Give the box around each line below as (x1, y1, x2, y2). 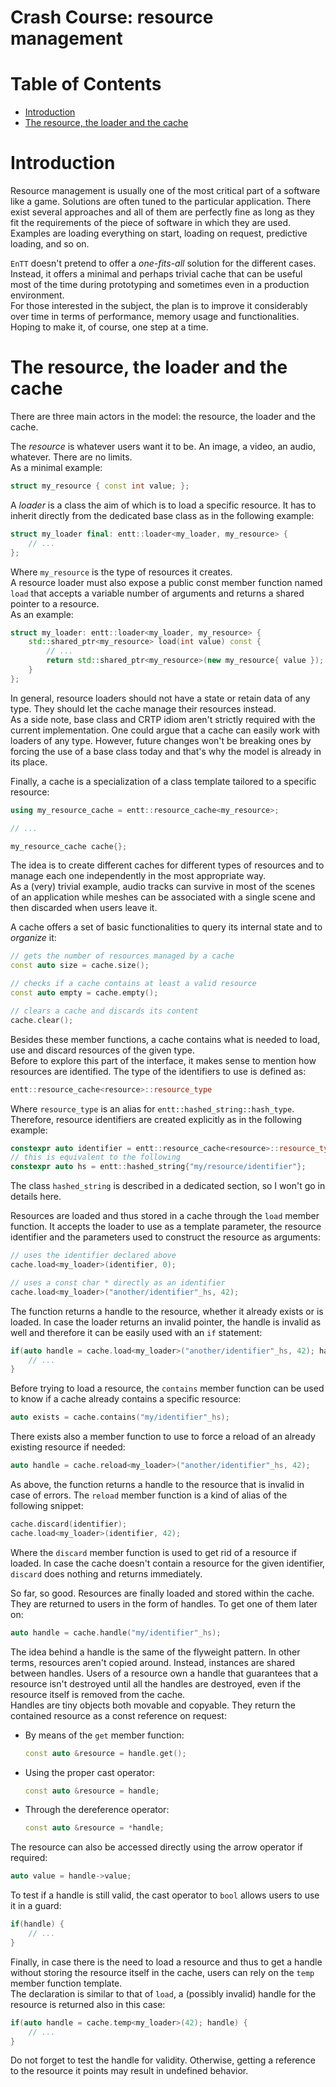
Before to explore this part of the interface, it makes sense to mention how (10, 1054, 317, 1066)
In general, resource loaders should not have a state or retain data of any (10, 692, 311, 704)
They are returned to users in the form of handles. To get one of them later (10, 1597, 318, 1610)
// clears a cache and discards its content (10, 1006, 199, 1016)
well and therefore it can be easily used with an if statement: (10, 1326, 263, 1338)
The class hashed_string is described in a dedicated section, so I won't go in (10, 1180, 326, 1192)
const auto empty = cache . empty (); (10, 988, 159, 998)
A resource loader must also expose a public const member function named (10, 576, 323, 588)
